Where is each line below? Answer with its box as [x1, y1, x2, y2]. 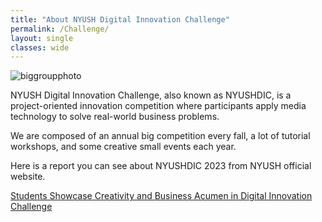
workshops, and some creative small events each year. [10, 141, 237, 153]
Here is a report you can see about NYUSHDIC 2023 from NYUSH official [10, 160, 312, 172]
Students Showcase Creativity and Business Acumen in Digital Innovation [10, 190, 313, 202]
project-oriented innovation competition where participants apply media [10, 100, 307, 112]
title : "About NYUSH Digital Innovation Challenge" [10, 14, 230, 25]
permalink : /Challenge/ [10, 24, 110, 34]
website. [10, 171, 46, 183]
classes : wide [10, 42, 70, 53]
